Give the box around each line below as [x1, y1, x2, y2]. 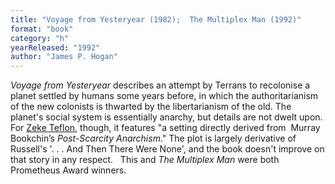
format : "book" [10, 24, 74, 34]
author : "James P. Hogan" [10, 52, 118, 62]
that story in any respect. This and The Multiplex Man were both [10, 154, 280, 166]
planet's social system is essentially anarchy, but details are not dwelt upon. [10, 111, 323, 123]
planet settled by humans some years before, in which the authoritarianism [10, 90, 319, 102]
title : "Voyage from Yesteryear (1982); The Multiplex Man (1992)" [10, 14, 302, 25]
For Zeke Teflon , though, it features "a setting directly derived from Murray [10, 122, 321, 134]
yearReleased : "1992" [10, 42, 101, 53]
